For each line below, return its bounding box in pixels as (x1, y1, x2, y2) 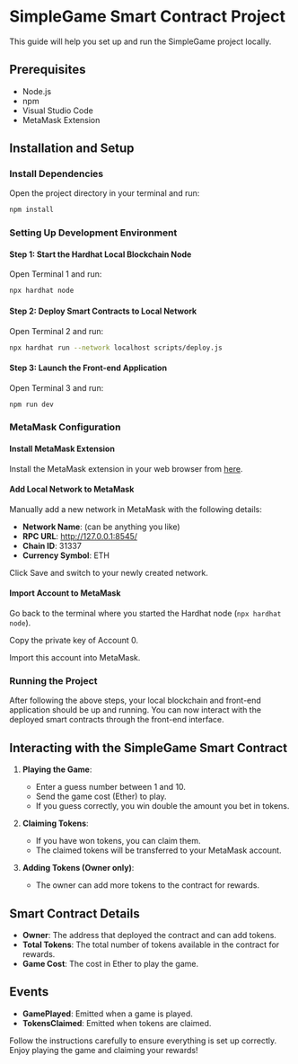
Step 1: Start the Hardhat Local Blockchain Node (9, 249, 192, 260)
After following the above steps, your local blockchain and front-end (9, 695, 262, 706)
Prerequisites (9, 62, 86, 77)
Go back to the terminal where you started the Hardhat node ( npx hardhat (9, 608, 282, 618)
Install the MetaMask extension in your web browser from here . (9, 463, 243, 474)
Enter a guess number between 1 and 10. (35, 782, 187, 793)
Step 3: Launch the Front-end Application (9, 362, 168, 373)
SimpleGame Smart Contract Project (9, 6, 285, 27)
